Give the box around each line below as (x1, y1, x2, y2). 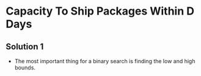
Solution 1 (5, 41, 44, 52)
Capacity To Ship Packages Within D (5, 4, 195, 18)
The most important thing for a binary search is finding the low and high (14, 58, 196, 64)
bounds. (14, 64, 36, 71)
